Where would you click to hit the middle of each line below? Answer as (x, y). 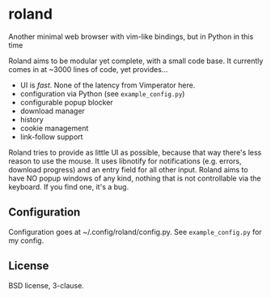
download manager (52, 111)
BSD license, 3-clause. (47, 285)
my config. (26, 241)
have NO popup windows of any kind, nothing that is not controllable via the (135, 178)
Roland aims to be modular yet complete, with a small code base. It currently (136, 61)
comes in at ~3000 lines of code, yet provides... (88, 69)
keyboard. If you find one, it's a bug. (69, 186)
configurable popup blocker (66, 102)
